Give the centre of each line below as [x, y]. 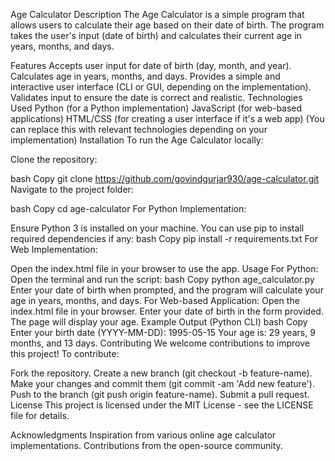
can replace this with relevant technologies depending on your [139, 129]
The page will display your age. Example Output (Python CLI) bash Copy [159, 322]
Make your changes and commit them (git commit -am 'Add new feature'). [162, 383]
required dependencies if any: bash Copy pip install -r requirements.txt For [164, 238]
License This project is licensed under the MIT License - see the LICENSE [162, 405]
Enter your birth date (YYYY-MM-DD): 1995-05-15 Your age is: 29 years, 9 [163, 332]
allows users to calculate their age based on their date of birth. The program [167, 25]
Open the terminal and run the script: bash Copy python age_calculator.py [162, 279]
